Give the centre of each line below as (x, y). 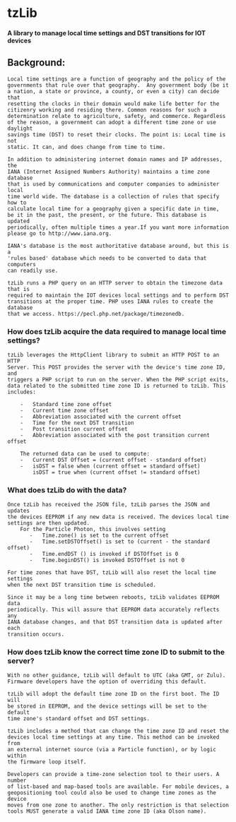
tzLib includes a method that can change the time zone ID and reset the (118, 731)
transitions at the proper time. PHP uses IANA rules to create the (110, 302)
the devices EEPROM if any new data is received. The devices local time (118, 517)
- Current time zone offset (65, 410)
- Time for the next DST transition (77, 423)
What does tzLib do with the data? (67, 490)
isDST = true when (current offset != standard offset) (117, 472)
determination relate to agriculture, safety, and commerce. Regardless (117, 116)
